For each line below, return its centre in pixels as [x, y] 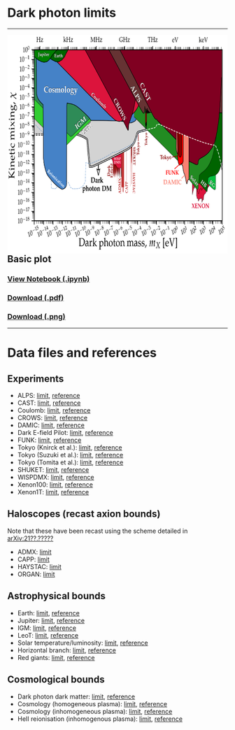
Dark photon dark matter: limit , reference [76, 696]
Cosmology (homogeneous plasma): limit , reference [92, 703]
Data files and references [82, 353]
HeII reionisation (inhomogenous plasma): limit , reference [100, 719]
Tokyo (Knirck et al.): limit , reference [70, 448]
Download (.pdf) [36, 297]
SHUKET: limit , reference [53, 470]
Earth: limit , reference [49, 613]
